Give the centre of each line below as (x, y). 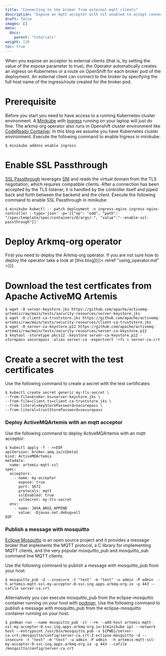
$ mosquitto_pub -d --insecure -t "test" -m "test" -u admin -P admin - (83, 580)
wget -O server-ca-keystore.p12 (43, 327)
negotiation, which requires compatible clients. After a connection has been (82, 184)
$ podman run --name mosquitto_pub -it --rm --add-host (64, 622)
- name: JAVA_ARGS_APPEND (41, 508)
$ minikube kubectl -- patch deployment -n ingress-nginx (66, 209)
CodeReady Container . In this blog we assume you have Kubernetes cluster (82, 131)
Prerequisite (31, 101)
